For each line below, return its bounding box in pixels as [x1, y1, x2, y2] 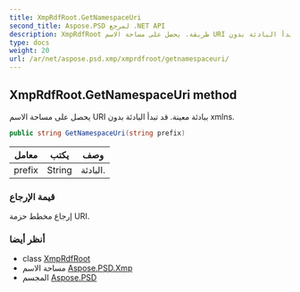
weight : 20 [9, 46, 50, 55]
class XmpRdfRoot [21, 254, 91, 264]
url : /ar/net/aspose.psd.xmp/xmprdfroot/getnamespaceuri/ [9, 54, 229, 63]
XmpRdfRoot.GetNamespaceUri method [9, 88, 237, 103]
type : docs [9, 38, 50, 47]
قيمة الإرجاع [9, 190, 55, 203]
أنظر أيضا [9, 233, 46, 246]
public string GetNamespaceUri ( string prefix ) [9, 129, 186, 138]
